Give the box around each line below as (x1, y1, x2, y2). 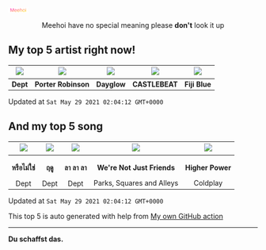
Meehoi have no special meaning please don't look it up (41, 21, 225, 29)
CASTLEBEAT (131, 79, 178, 89)
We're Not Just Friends (97, 163, 176, 172)
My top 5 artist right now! (8, 44, 136, 57)
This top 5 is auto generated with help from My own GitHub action (8, 212, 223, 221)
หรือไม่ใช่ (11, 163, 36, 172)
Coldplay (193, 179, 223, 188)
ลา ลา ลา (64, 163, 87, 172)
